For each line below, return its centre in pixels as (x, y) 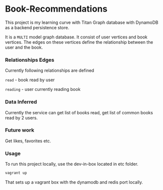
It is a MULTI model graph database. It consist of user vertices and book (76, 37)
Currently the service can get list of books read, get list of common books (79, 112)
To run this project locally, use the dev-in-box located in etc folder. (72, 164)
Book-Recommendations (56, 9)
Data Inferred (21, 102)
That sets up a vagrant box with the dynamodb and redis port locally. (74, 182)
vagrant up (16, 173)
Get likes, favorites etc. (28, 141)
